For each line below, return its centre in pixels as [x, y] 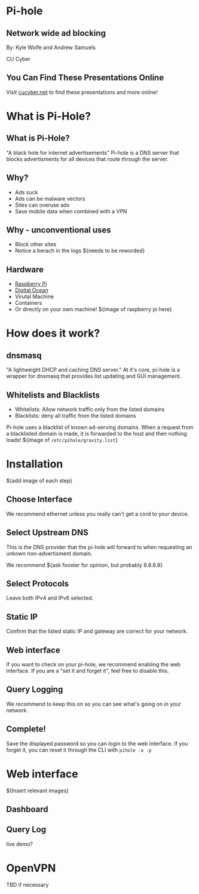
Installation [35, 464]
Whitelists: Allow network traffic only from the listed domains [90, 409]
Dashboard [27, 809]
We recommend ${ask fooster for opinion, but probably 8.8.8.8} [85, 565]
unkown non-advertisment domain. [49, 553]
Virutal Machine [34, 296]
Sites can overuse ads [42, 205]
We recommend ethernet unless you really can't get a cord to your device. [98, 514]
